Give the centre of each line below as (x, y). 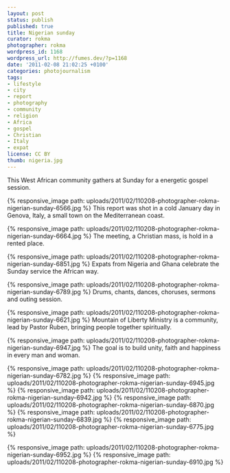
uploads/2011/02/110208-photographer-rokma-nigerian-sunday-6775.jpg (111, 426)
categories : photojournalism (49, 71)
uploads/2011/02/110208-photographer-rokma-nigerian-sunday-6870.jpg (111, 405)
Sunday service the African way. (53, 271)
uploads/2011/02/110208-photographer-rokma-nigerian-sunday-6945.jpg (111, 383)
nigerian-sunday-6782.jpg (44, 375)
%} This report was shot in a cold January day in (152, 208)
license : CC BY (29, 154)
